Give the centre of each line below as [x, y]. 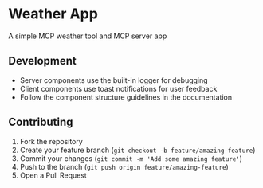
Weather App [53, 14]
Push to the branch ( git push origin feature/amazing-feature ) [124, 166]
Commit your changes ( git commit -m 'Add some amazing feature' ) [131, 158]
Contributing [41, 122]
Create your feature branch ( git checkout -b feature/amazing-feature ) [137, 150]
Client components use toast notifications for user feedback [118, 88]
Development [43, 61]
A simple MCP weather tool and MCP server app [88, 36]
